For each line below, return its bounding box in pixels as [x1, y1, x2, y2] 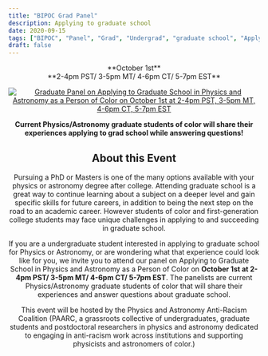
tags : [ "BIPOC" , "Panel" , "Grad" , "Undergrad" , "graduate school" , [8, 34, 238, 42]
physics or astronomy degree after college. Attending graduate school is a [11, 180, 256, 190]
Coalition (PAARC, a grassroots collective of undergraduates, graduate [18, 313, 250, 323]
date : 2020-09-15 [8, 26, 66, 34]
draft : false [8, 42, 52, 49]
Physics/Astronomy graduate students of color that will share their [25, 281, 243, 291]
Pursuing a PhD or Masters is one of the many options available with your [13, 172, 255, 182]
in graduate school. [102, 223, 166, 232]
